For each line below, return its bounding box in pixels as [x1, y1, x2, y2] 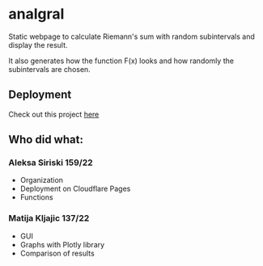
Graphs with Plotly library [19, 239, 105, 249]
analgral [8, 5, 65, 23]
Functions [19, 192, 54, 202]
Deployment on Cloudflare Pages [19, 184, 131, 194]
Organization [19, 175, 63, 185]
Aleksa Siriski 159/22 [8, 157, 93, 168]
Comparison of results [19, 248, 95, 258]
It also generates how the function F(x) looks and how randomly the [8, 56, 235, 65]
